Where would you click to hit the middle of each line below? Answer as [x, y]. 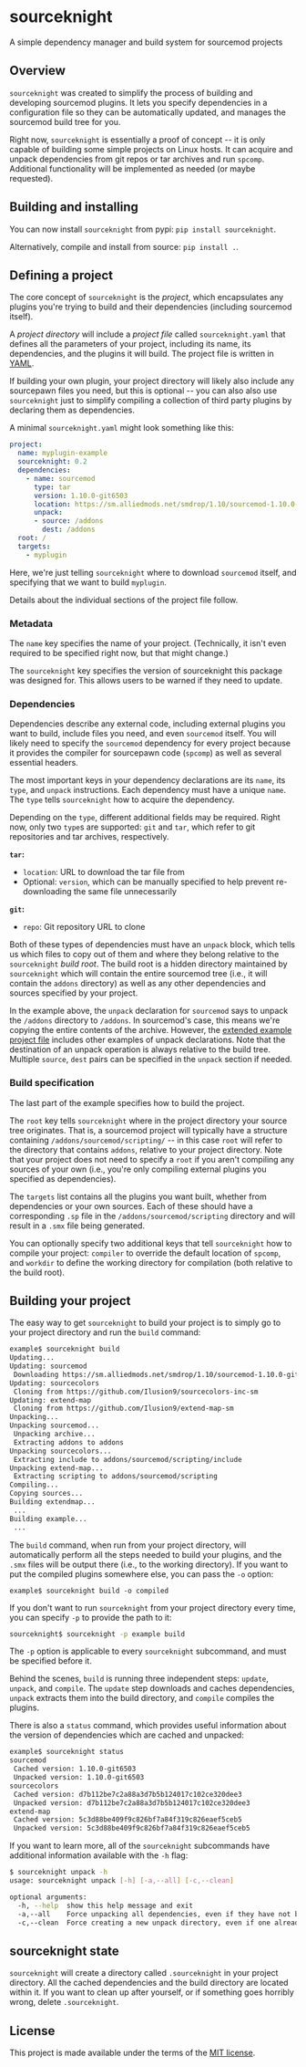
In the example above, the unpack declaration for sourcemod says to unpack [149, 1011]
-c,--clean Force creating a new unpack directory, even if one [144, 1923]
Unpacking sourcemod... [55, 1425]
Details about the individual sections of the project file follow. [124, 600]
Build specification [52, 1083]
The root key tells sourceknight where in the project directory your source [148, 1121]
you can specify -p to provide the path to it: [91, 1617]
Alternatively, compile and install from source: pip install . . [124, 246]
